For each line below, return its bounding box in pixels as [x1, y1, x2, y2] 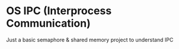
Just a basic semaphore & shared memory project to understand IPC [6, 36, 174, 43]
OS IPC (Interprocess [6, 4, 112, 18]
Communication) [6, 17, 91, 30]
